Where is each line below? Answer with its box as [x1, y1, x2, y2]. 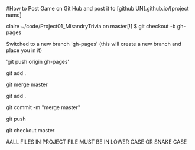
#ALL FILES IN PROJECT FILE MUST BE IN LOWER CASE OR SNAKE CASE [6, 138, 187, 145]
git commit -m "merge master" [6, 104, 81, 111]
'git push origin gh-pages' [6, 58, 70, 65]
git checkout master [6, 127, 55, 133]
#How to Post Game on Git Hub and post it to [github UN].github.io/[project [6, 5, 189, 12]
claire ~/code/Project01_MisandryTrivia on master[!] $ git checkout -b [6, 23, 176, 30]
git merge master [6, 81, 48, 88]
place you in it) [6, 47, 43, 54]
